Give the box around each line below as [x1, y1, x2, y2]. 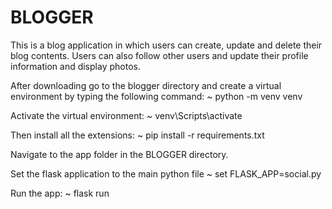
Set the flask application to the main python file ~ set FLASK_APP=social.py [10, 167, 322, 180]
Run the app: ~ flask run [10, 187, 110, 199]
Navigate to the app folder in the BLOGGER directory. [10, 148, 229, 160]
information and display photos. [10, 60, 141, 72]
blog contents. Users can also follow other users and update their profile [10, 49, 309, 61]
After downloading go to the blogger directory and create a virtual [10, 79, 282, 91]
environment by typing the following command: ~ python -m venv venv [10, 90, 303, 102]
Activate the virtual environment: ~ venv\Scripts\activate [10, 109, 243, 121]
